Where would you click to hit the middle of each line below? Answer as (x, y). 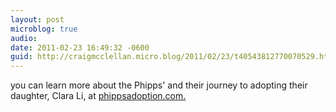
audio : (24, 38)
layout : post (37, 19)
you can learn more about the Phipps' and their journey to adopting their (159, 85)
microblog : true (44, 29)
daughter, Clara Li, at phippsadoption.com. (98, 96)
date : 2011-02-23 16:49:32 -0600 (80, 47)
